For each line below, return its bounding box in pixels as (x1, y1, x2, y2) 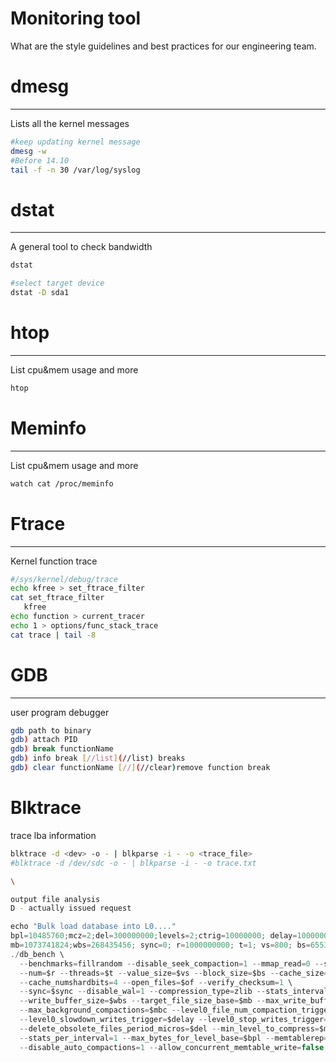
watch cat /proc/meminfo (10, 478, 114, 489)
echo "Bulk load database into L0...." (10, 922, 177, 932)
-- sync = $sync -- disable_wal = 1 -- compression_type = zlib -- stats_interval (19, 987, 329, 997)
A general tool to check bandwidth (10, 241, 153, 253)
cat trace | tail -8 (10, 630, 97, 640)
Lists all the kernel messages (10, 117, 130, 129)
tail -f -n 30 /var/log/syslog (10, 165, 141, 175)
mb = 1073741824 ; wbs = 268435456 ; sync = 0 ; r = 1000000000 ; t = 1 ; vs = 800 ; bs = (10, 940, 311, 950)
